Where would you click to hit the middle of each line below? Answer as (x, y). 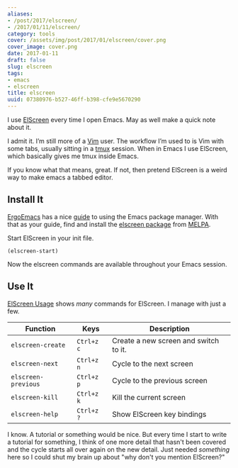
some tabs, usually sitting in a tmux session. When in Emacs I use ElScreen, (118, 149)
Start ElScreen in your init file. (51, 238)
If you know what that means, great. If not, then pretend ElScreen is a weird (118, 170)
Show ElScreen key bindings (159, 414)
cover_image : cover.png (42, 47)
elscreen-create (38, 345)
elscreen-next (35, 363)
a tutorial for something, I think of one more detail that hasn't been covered (117, 442)
